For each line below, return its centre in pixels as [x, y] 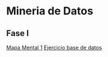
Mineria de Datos [50, 11]
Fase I [17, 33]
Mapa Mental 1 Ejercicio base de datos [54, 47]
